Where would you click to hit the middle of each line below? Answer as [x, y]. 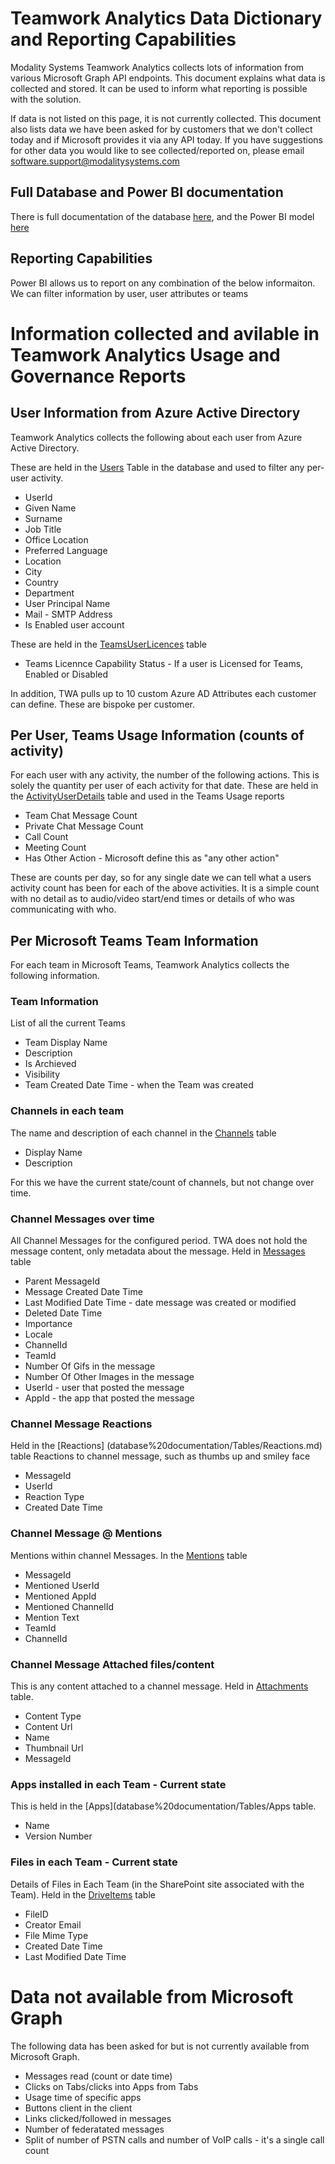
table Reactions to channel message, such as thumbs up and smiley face [160, 1456]
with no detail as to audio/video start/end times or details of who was [152, 899]
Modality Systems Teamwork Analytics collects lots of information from [157, 67]
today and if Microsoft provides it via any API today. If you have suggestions [166, 139]
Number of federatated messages [94, 2129]
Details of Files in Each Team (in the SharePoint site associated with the [157, 1884]
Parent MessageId [62, 1281]
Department [49, 593]
